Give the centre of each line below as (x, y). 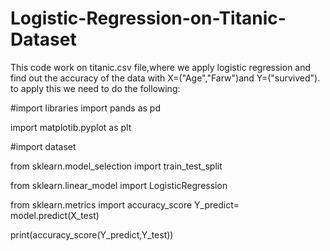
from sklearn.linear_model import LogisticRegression (119, 185)
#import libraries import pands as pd (85, 108)
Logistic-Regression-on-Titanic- (148, 18)
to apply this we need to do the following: (95, 88)
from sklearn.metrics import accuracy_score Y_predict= (125, 204)
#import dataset (43, 146)
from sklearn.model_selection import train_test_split (116, 166)
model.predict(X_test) (55, 215)
